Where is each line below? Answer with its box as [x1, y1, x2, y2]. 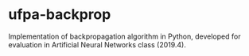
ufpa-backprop [8, 6, 111, 24]
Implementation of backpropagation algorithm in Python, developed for [8, 32, 241, 41]
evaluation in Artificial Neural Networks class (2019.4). [8, 39, 187, 49]
